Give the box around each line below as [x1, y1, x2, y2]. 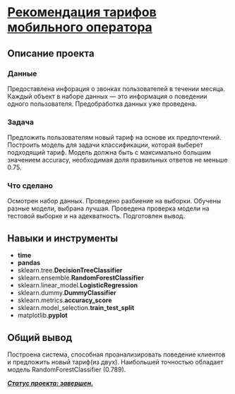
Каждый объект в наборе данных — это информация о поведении [7, 92, 207, 100]
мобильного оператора [7, 19, 153, 35]
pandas [17, 258, 41, 267]
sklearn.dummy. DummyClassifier [17, 289, 116, 297]
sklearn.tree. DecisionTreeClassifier [17, 266, 123, 275]
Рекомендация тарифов [7, 4, 157, 20]
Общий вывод [7, 331, 73, 343]
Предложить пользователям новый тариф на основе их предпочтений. [7, 133, 222, 142]
